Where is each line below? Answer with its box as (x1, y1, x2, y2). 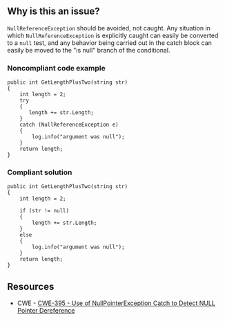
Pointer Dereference (17, 306, 75, 315)
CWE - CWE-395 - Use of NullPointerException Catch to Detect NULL (17, 299, 216, 307)
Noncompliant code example (7, 63, 106, 73)
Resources (7, 280, 55, 293)
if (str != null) (19, 208, 70, 214)
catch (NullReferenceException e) (19, 121, 119, 129)
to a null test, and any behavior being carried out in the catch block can (7, 38, 213, 47)
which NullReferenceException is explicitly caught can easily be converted (7, 31, 219, 39)
